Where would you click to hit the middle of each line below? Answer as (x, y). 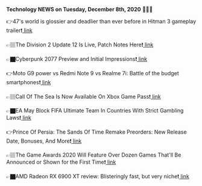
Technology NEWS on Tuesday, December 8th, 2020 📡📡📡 (80, 9)
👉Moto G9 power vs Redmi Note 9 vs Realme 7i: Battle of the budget (93, 73)
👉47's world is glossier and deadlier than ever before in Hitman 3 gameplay (101, 21)
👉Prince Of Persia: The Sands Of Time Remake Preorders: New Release (96, 132)
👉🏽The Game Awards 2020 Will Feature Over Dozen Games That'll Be (94, 155)
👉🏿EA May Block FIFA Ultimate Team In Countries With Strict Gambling (95, 110)
